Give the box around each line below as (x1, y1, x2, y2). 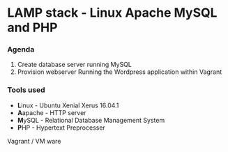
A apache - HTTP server (17, 108, 86, 116)
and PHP (7, 20, 58, 36)
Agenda (7, 45, 35, 54)
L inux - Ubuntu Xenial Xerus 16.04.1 (17, 101, 119, 109)
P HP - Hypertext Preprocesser (17, 123, 106, 132)
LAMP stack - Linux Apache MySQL (7, 5, 218, 21)
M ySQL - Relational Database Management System (17, 116, 165, 124)
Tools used (7, 85, 45, 95)
